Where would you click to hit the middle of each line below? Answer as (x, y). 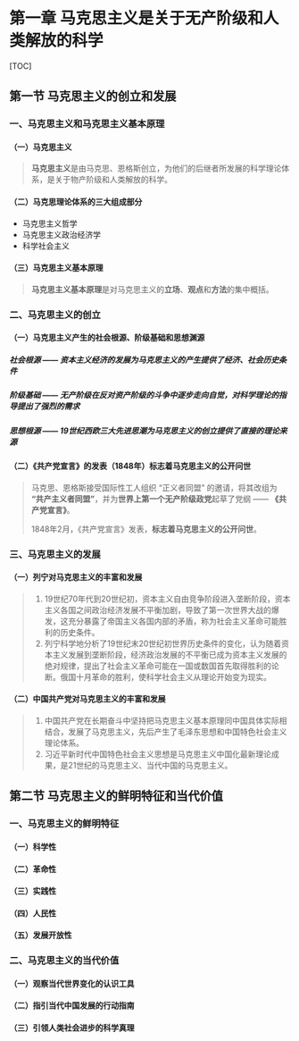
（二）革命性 (33, 869)
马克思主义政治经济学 (61, 234)
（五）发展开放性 (41, 936)
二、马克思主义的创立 (55, 315)
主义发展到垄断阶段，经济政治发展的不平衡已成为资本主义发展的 (170, 654)
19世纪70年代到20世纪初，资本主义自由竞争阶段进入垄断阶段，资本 (167, 599)
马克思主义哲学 (50, 223)
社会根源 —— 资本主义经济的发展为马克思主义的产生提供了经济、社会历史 (144, 359)
